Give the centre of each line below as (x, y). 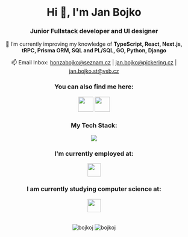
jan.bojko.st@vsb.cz (94, 71)
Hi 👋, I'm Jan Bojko (94, 12)
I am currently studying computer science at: (94, 189)
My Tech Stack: (94, 125)
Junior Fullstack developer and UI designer (94, 31)
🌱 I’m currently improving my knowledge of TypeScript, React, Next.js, (94, 44)
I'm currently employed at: (94, 154)
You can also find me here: (94, 87)
